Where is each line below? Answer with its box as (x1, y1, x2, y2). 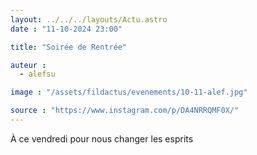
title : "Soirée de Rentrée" (10, 42, 128, 52)
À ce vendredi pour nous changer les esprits (10, 132, 194, 145)
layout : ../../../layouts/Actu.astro (10, 14, 168, 25)
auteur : (10, 60, 47, 70)
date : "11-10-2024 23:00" (10, 24, 123, 34)
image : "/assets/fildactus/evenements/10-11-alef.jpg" (10, 87, 248, 98)
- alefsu (19, 69, 56, 80)
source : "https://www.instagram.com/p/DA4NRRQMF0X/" (10, 106, 240, 116)
